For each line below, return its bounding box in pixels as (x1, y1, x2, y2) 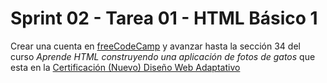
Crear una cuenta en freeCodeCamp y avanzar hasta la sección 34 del (10, 40, 301, 52)
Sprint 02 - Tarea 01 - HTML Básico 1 (10, 7, 318, 30)
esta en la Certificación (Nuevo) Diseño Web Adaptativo (10, 61, 241, 73)
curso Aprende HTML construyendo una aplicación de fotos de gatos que (10, 50, 316, 62)
